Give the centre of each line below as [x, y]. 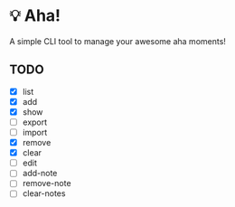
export [35, 122]
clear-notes [44, 193]
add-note [40, 174]
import [35, 132]
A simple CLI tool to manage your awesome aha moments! [117, 41]
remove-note [47, 183]
